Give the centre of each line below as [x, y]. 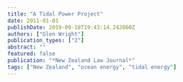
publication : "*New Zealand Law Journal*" [71, 61]
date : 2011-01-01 [33, 21]
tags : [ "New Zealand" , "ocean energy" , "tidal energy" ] [92, 67]
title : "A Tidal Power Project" [55, 14]
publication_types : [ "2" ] [46, 41]
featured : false [31, 54]
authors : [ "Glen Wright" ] [46, 34]
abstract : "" [27, 47]
